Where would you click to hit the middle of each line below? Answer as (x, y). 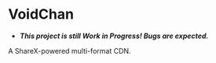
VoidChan (41, 14)
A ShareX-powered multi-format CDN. (70, 51)
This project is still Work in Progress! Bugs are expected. (114, 36)
